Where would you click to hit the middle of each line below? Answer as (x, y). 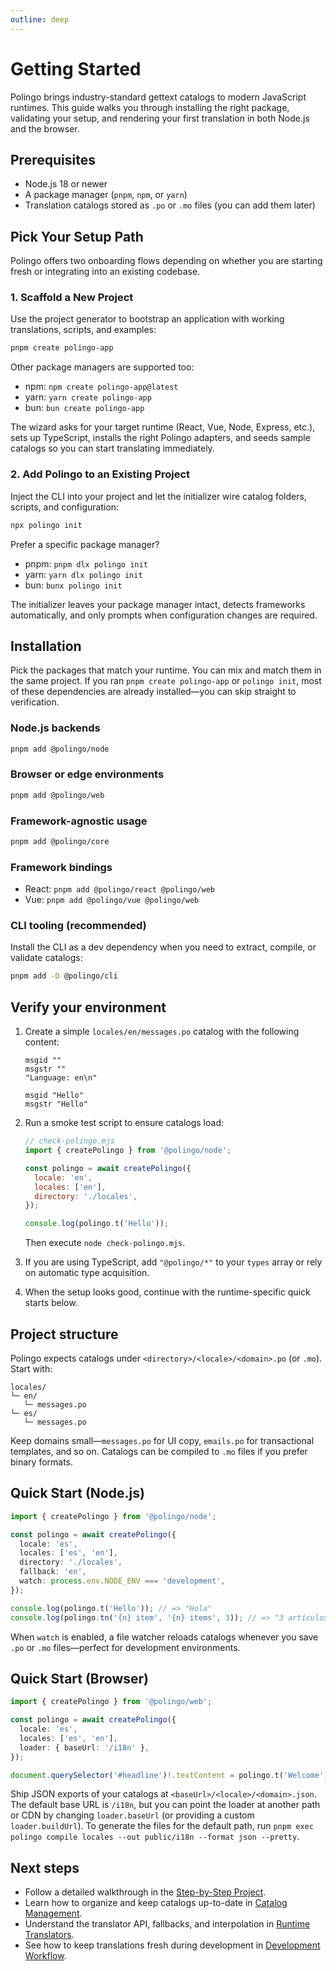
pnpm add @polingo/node (60, 749)
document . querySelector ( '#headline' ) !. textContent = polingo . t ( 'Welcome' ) (169, 1775)
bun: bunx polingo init (73, 585)
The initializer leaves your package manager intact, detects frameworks (158, 604)
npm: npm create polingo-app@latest (101, 387)
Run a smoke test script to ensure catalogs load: (124, 1123)
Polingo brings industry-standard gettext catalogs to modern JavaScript (158, 97)
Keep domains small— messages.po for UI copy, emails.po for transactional (162, 1440)
